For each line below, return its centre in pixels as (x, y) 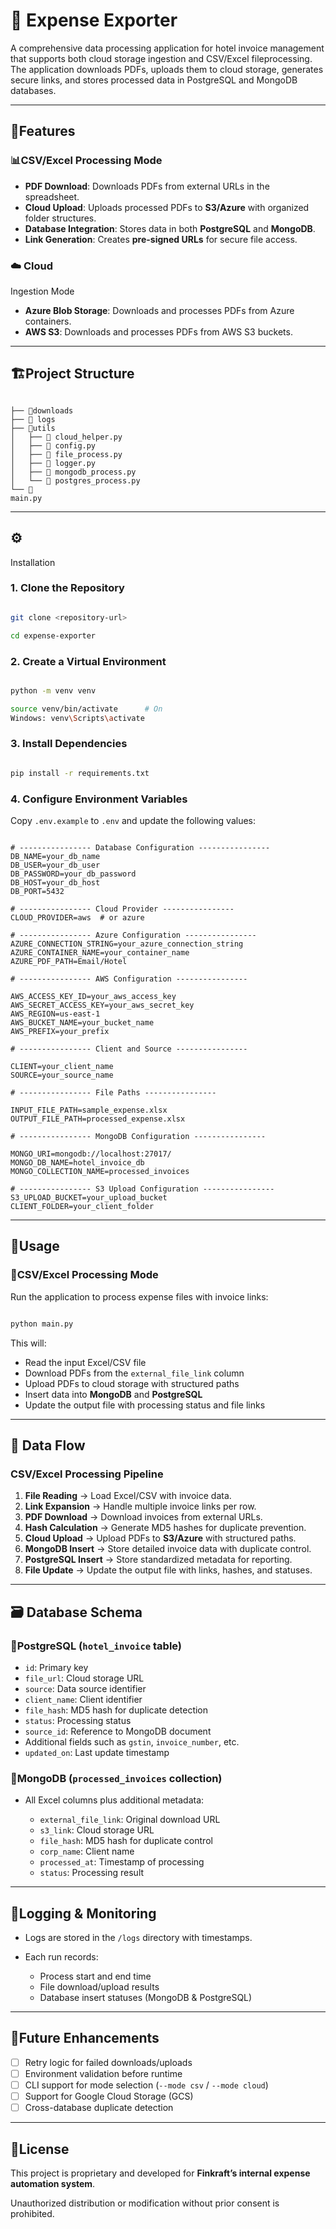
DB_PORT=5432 (37, 891)
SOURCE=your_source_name (62, 1075)
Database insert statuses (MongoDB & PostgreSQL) (146, 1998)
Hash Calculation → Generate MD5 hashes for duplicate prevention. (165, 1528)
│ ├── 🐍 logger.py (53, 463)
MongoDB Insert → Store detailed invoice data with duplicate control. (168, 1549)
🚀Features (43, 131)
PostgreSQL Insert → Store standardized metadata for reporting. (158, 1560)
